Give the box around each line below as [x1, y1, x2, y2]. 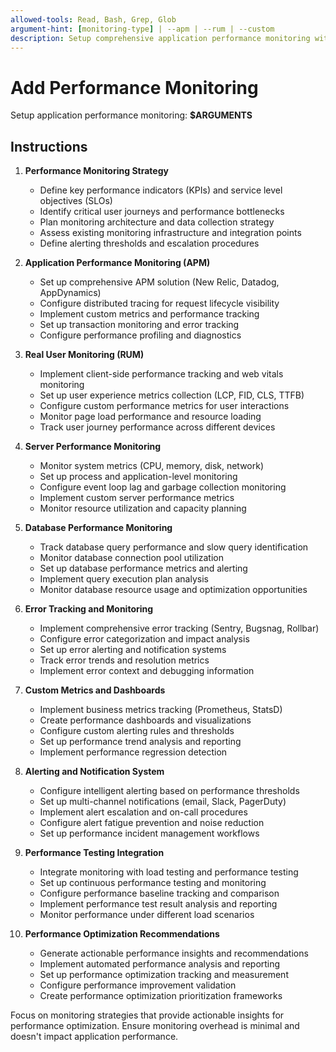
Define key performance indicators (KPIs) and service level [39, 184, 283, 196]
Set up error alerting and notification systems [39, 644, 227, 656]
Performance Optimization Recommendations [24, 928, 220, 940]
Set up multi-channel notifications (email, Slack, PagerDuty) [39, 796, 287, 808]
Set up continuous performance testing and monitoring [39, 877, 267, 889]
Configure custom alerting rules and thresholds [39, 725, 235, 737]
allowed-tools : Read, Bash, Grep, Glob [10, 14, 177, 25]
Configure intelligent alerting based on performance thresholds [39, 785, 300, 797]
